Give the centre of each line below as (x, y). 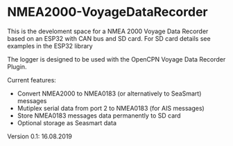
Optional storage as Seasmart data (67, 122)
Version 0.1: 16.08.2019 (40, 136)
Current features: (32, 80)
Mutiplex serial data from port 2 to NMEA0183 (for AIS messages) (111, 108)
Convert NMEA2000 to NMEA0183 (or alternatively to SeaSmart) (109, 93)
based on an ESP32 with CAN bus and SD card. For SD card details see (109, 38)
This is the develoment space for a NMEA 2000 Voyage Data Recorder (108, 31)
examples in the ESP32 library (50, 46)
